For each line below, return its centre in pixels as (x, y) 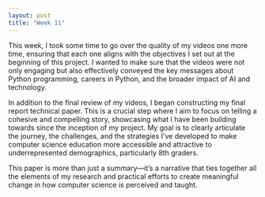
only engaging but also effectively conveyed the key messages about (121, 70)
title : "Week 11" (37, 23)
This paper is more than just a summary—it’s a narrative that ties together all (132, 168)
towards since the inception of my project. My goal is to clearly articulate (127, 128)
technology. (28, 87)
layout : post (30, 15)
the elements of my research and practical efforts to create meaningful (123, 176)
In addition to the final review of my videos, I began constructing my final (127, 102)
